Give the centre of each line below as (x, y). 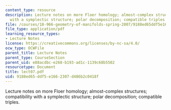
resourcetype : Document (31, 67)
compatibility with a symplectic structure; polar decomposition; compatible (84, 96)
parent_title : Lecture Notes (36, 53)
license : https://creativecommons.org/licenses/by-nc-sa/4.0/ (73, 43)
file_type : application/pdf (35, 29)
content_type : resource (31, 10)
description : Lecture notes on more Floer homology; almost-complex (79, 15)
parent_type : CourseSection (35, 58)
